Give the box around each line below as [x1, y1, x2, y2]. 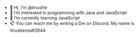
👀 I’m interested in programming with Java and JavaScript [9, 10, 127, 16]
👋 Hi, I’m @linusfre [9, 5, 48, 10]
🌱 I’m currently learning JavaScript [9, 15, 80, 20]
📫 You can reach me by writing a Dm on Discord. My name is [9, 20, 135, 26]
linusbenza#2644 [9, 27, 46, 33]
